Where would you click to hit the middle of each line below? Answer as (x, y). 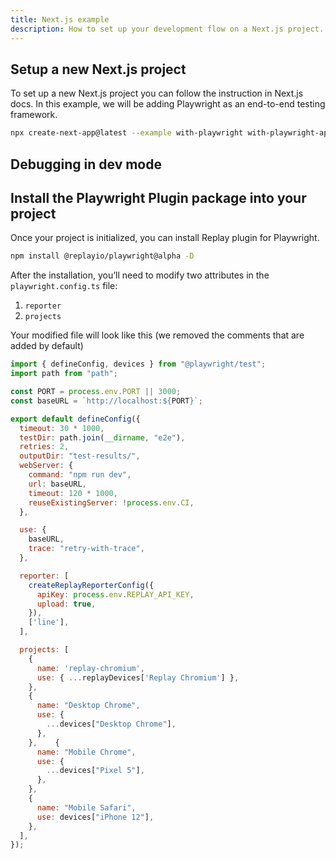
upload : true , (66, 604)
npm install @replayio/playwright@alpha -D (102, 256)
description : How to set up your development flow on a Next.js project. (167, 29)
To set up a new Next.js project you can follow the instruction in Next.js (157, 93)
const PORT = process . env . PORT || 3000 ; (96, 392)
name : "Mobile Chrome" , (86, 752)
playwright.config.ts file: (64, 286)
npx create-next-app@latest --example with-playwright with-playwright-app (171, 133)
